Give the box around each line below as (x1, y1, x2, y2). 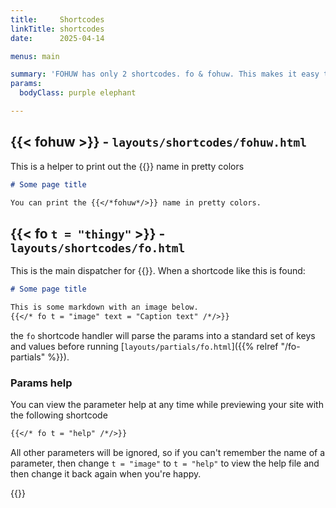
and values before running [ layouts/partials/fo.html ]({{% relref (10, 340, 279, 352)
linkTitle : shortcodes (10, 24, 105, 34)
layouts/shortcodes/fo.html (10, 241, 186, 255)
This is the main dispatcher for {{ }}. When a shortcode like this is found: (10, 265, 306, 277)
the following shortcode (10, 409, 108, 421)
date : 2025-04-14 (10, 33, 105, 43)
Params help (10, 376, 73, 390)
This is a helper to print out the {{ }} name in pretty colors (10, 160, 245, 172)
